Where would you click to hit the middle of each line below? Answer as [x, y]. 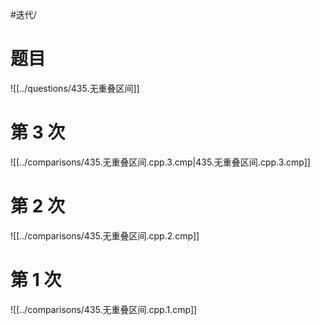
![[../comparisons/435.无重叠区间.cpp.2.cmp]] [105, 235]
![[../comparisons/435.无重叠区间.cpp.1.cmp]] [104, 309]
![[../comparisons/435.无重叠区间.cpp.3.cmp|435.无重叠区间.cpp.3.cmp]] [160, 162]
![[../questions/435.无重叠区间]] [75, 88]
